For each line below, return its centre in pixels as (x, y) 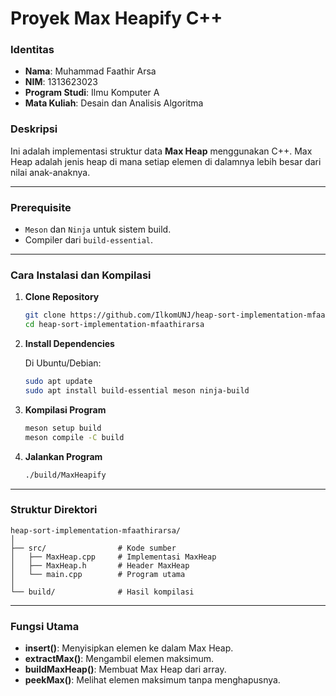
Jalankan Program (63, 456)
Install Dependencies (69, 344)
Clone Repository (62, 297)
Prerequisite (41, 207)
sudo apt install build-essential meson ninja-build (137, 391)
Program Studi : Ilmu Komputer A (92, 93)
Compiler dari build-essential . (89, 240)
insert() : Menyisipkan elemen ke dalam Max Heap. (129, 648)
